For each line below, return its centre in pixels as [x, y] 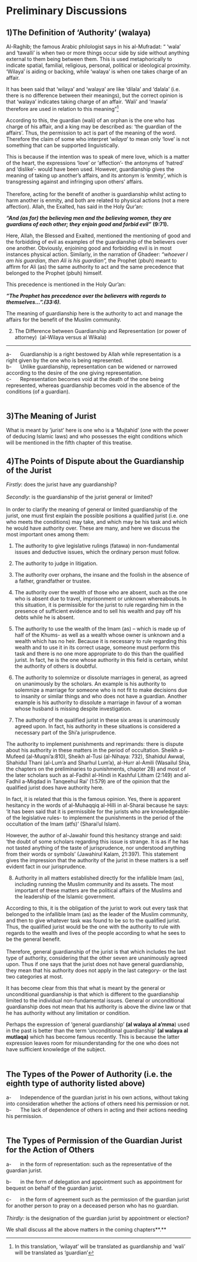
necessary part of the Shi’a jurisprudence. [65, 733]
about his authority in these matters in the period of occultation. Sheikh [92, 751]
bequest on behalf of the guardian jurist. [55, 1188]
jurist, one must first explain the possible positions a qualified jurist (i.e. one [97, 516]
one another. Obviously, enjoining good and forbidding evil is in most [89, 248]
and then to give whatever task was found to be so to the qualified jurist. [93, 921]
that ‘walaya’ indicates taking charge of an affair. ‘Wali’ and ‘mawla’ [87, 102]
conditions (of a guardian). [38, 391]
